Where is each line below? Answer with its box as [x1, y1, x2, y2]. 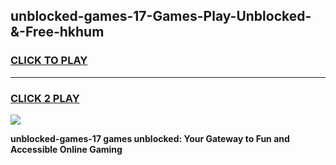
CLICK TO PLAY [10, 54, 88, 68]
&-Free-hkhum [10, 24, 105, 41]
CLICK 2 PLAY [10, 91, 80, 105]
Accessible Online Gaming [10, 143, 123, 155]
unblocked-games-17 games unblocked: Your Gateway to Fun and [10, 132, 290, 144]
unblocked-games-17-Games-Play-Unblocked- [10, 8, 312, 25]
